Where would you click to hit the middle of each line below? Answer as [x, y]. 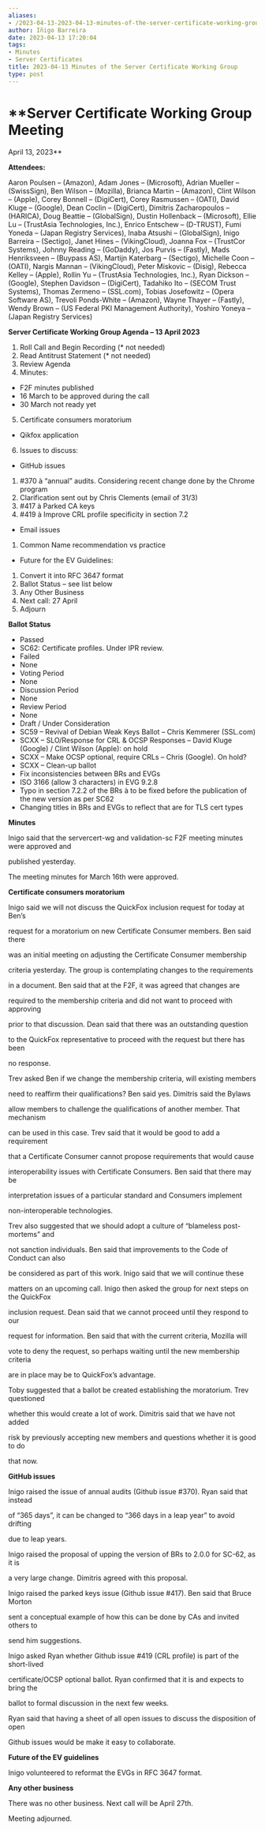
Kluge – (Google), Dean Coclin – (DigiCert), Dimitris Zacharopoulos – [119, 207]
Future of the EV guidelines [54, 1757]
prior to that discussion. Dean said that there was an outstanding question [128, 1024]
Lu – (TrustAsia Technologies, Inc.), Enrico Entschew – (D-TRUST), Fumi [125, 224]
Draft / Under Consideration [65, 723]
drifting [20, 1523]
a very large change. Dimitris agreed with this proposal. [98, 1578]
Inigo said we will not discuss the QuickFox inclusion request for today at [126, 907]
